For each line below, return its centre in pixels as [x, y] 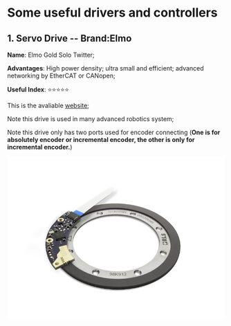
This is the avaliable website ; [48, 106]
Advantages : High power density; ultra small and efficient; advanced [105, 68]
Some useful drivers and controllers [112, 13]
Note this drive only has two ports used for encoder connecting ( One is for [114, 132]
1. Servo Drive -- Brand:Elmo [70, 38]
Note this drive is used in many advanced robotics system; [91, 119]
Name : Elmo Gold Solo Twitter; [51, 55]
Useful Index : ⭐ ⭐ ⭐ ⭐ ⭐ [38, 89]
